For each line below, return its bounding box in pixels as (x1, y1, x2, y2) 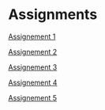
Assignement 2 (8, 47, 58, 56)
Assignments (8, 6, 98, 24)
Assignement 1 (8, 32, 56, 41)
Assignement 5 (8, 93, 58, 102)
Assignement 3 (8, 62, 58, 72)
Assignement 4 (8, 78, 58, 87)
